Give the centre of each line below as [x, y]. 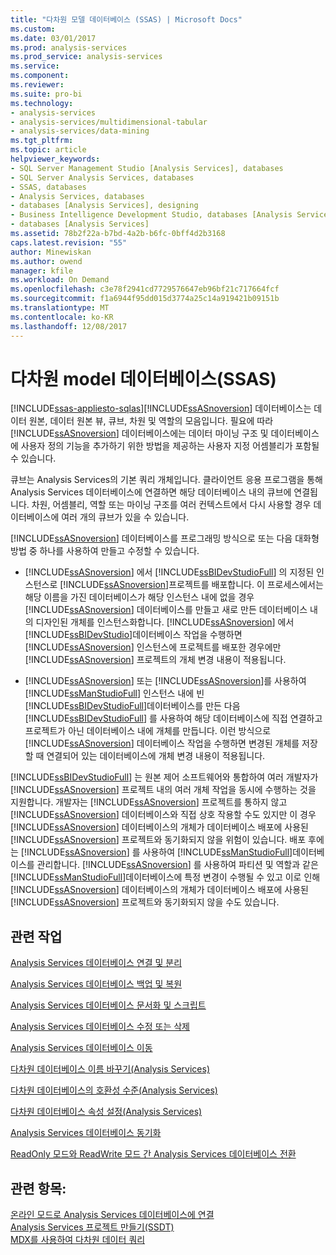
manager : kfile [42, 271]
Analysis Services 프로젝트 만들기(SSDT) [92, 1227]
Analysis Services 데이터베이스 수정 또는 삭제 [100, 1027]
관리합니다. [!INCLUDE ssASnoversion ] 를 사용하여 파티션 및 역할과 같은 [177, 865]
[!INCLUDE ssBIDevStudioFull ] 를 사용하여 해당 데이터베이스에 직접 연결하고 [173, 718]
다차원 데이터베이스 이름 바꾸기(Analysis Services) [110, 1069]
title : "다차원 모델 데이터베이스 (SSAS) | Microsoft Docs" [126, 19]
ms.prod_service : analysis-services [86, 57]
